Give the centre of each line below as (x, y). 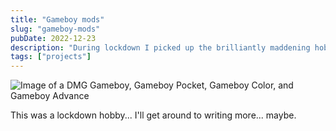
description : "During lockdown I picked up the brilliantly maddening (160, 47)
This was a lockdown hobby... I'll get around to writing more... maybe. (153, 115)
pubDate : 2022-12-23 (53, 38)
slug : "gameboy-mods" (55, 29)
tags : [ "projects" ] (51, 57)
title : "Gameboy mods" (57, 19)
